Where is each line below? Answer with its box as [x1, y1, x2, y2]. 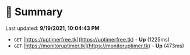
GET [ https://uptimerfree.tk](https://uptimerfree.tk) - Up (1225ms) [13, 36, 170, 43]
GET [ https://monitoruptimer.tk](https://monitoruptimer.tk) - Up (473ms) [13, 42, 185, 49]
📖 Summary [5, 5, 63, 19]
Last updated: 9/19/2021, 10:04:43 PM [5, 25, 100, 32]
